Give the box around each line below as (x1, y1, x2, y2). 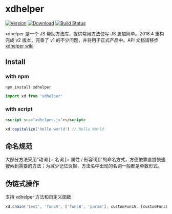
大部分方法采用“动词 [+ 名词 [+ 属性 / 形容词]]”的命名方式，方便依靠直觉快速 (5, 157, 165, 163)
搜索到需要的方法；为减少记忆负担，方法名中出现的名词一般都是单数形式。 (5, 163, 162, 169)
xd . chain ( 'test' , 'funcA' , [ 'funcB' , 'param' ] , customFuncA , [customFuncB (5, 204, 168, 209)
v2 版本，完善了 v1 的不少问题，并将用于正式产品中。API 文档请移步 (15, 37, 159, 43)
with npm (5, 73, 29, 80)
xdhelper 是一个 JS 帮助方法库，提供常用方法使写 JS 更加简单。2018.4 (5, 30, 154, 36)
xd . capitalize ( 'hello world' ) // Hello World (5, 126, 104, 132)
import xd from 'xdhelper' (5, 93, 63, 99)
